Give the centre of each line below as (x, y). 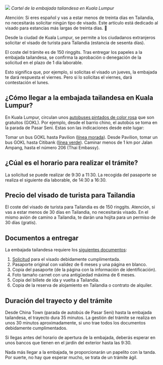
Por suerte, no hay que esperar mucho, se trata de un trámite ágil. (71, 358)
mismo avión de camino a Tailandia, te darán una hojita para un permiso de (81, 217)
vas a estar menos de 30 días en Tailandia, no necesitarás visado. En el (77, 212)
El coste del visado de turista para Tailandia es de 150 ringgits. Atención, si (80, 207)
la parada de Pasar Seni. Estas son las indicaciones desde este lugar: (75, 128)
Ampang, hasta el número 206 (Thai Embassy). (52, 147)
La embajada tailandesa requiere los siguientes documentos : (66, 250)
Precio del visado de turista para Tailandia (70, 195)
